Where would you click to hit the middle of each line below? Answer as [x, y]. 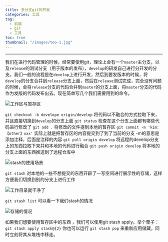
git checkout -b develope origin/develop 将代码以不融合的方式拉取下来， [82, 114]
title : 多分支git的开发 [27, 10]
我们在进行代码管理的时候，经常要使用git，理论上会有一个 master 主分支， [80, 62]
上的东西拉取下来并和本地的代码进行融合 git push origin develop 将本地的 [82, 145]
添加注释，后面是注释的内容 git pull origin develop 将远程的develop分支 [82, 139]
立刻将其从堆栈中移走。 [33, 234]
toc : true [15, 38]
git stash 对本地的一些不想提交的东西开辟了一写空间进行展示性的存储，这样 [84, 173]
